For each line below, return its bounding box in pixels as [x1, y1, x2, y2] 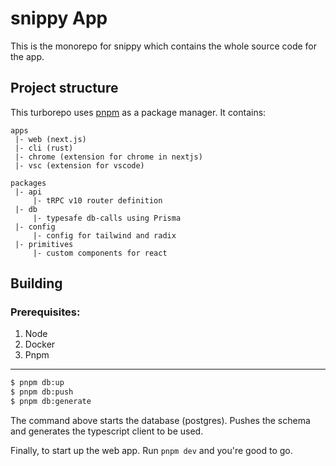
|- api [14, 187, 43, 197]
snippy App [10, 7, 108, 30]
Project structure [10, 80, 119, 97]
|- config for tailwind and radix [32, 230, 177, 241]
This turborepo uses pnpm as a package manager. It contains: [10, 106, 267, 118]
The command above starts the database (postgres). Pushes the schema [10, 415, 311, 427]
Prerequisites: [10, 305, 81, 319]
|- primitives [14, 239, 74, 249]
